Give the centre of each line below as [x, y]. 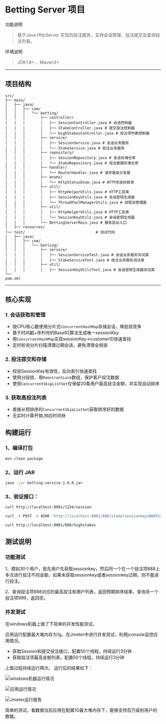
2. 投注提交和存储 [26, 359]
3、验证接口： [22, 496]
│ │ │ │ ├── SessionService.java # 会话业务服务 [67, 143]
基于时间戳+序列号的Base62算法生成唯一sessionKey [65, 333]
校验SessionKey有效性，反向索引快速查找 [55, 371]
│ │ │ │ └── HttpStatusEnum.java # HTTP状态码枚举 [70, 182]
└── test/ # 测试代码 [60, 232]
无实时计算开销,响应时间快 [39, 416]
